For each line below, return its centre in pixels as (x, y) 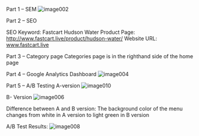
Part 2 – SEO (22, 20)
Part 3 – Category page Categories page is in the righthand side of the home (100, 56)
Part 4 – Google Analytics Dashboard (51, 74)
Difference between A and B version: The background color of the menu (94, 109)
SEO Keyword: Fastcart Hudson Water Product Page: (71, 32)
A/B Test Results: (27, 126)
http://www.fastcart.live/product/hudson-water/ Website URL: (82, 38)
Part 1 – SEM (21, 9)
